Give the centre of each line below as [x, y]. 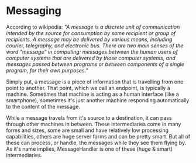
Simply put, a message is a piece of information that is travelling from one [95, 81]
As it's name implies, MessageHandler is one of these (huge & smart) [90, 149]
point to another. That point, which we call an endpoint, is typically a [88, 88]
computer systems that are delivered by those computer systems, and [91, 58]
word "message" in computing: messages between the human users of [92, 51]
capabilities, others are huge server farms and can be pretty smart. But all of [98, 136]
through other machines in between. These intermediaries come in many [94, 124]
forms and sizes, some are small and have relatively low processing [87, 130]
